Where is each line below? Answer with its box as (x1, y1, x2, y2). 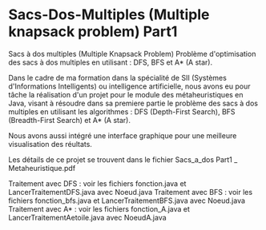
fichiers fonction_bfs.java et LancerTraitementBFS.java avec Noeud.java (8, 196, 246, 205)
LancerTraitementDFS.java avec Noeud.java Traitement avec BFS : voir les (8, 187, 253, 196)
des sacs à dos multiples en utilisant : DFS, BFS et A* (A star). (8, 57, 213, 67)
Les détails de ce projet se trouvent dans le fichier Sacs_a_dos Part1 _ (8, 154, 238, 165)
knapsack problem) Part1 (8, 22, 178, 41)
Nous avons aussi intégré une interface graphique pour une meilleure (8, 130, 237, 141)
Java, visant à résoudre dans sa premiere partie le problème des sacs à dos (8, 98, 259, 108)
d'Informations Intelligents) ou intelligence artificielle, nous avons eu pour (8, 81, 251, 91)
